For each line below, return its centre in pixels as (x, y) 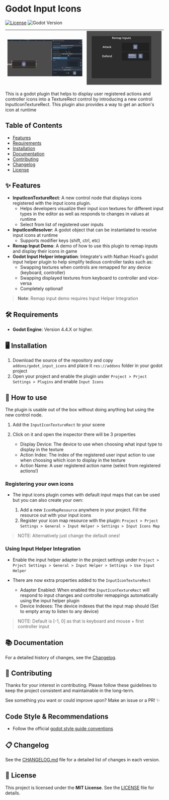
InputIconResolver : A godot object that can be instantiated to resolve (84, 230)
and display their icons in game (45, 251)
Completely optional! (41, 288)
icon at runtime (21, 110)
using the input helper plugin (50, 600)
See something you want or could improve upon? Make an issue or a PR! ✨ (83, 700)
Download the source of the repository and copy (63, 361)
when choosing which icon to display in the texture (73, 460)
